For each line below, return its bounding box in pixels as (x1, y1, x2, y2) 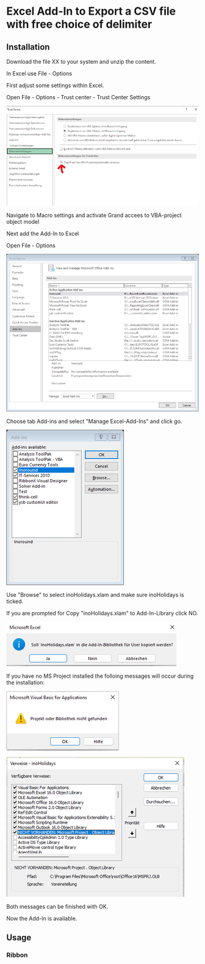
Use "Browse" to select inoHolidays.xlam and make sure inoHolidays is (6, 591, 184, 598)
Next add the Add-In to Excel (6, 230, 79, 237)
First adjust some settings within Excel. (6, 82, 104, 89)
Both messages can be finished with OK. (6, 903, 109, 910)
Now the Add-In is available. (6, 914, 77, 922)
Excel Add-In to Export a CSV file (6, 4, 176, 18)
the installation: (6, 678, 45, 686)
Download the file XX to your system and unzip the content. (6, 58, 156, 65)
